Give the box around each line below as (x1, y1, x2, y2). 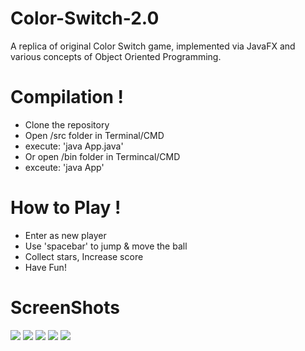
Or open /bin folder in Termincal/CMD (24, 150, 181, 162)
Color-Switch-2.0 (10, 7, 160, 30)
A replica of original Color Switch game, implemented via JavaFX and (10, 40, 296, 52)
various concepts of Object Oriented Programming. (10, 50, 222, 62)
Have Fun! (24, 261, 67, 273)
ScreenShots (10, 297, 120, 319)
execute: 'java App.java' (24, 140, 124, 152)
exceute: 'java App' (24, 161, 105, 173)
